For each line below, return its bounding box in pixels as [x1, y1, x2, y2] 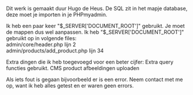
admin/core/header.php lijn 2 [6, 41, 76, 48]
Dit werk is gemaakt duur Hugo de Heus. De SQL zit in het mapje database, [6, 5, 188, 12]
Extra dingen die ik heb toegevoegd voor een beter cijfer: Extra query [6, 58, 174, 65]
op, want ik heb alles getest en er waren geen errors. [6, 82, 134, 89]
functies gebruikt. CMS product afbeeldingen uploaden [6, 65, 140, 72]
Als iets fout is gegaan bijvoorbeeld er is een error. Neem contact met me [6, 76, 183, 83]
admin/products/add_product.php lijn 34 [6, 47, 104, 54]
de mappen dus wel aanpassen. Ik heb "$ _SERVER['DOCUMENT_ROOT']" [6, 29, 184, 36]
